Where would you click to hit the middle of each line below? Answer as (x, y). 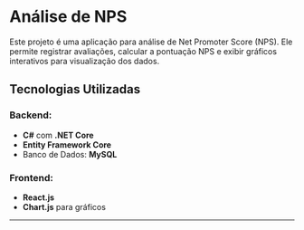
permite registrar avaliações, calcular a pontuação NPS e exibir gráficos (143, 51)
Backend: (31, 115)
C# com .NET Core (58, 135)
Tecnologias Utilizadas (75, 89)
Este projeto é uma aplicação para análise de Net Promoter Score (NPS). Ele (151, 42)
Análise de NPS (68, 17)
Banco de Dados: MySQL (70, 154)
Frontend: (32, 177)
